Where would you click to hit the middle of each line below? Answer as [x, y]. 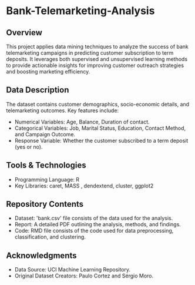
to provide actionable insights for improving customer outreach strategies [95, 65]
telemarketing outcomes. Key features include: [63, 110]
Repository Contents [45, 204]
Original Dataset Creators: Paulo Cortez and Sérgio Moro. [84, 276]
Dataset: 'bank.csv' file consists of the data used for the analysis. [94, 218]
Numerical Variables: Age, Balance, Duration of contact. [82, 122]
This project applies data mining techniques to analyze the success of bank [97, 46]
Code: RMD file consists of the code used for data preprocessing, [94, 231]
